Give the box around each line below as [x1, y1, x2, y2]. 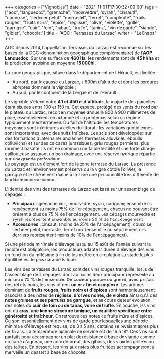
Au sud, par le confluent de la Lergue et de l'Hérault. [12, 90, 118, 95]
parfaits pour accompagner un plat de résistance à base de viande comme [5, 334, 155, 339]
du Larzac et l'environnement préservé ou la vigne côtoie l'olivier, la [5, 166, 142, 172]
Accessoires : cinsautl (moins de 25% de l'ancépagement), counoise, [12, 221, 153, 227]
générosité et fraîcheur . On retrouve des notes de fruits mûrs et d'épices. [5, 313, 154, 319]
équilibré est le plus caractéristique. [5, 257, 77, 262]
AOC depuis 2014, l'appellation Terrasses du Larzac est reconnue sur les [5, 45, 151, 50]
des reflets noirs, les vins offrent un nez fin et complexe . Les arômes [5, 282, 144, 287]
